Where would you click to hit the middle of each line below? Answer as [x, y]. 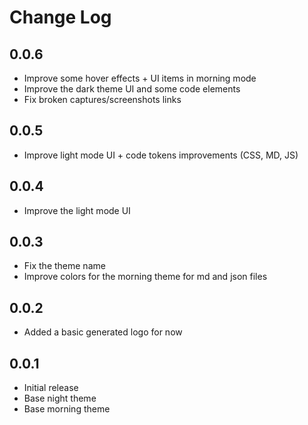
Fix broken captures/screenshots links [102, 99]
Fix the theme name [64, 266]
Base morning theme [67, 409]
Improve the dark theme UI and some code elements [132, 89]
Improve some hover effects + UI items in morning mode [140, 78]
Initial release [51, 388]
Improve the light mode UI [77, 210]
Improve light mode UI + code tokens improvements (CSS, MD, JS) [161, 155]
